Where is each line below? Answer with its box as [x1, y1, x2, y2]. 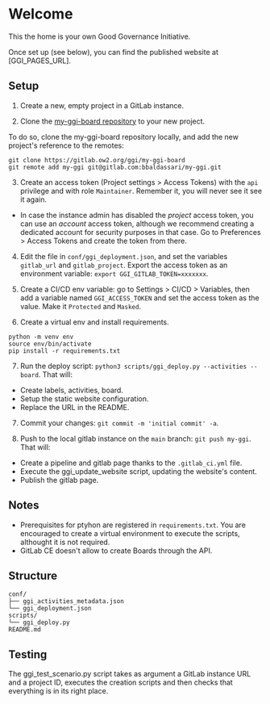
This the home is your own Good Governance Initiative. [8, 31, 191, 41]
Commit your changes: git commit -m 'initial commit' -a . [19, 417, 219, 428]
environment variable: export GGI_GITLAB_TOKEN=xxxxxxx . [19, 268, 209, 279]
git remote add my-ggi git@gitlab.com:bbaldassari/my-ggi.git [8, 163, 222, 171]
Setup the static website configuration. [19, 393, 149, 404]
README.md [8, 626, 42, 634]
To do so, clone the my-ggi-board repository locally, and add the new [8, 132, 239, 141]
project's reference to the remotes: [8, 140, 124, 150]
